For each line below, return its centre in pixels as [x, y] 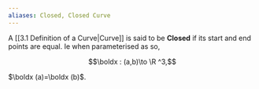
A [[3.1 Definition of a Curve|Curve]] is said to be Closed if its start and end [130, 38]
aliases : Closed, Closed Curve [59, 15]
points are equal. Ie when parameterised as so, [84, 46]
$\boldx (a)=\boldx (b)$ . [47, 76]
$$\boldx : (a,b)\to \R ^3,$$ [132, 61]
